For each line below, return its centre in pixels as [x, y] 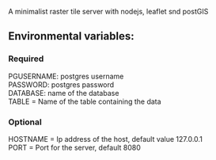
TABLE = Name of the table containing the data [85, 101]
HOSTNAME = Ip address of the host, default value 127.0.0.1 [106, 139]
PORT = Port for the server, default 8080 [74, 147]
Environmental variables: [71, 36]
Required [26, 59]
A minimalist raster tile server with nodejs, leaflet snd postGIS [108, 11]
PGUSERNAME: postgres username [66, 76]
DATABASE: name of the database [64, 93]
